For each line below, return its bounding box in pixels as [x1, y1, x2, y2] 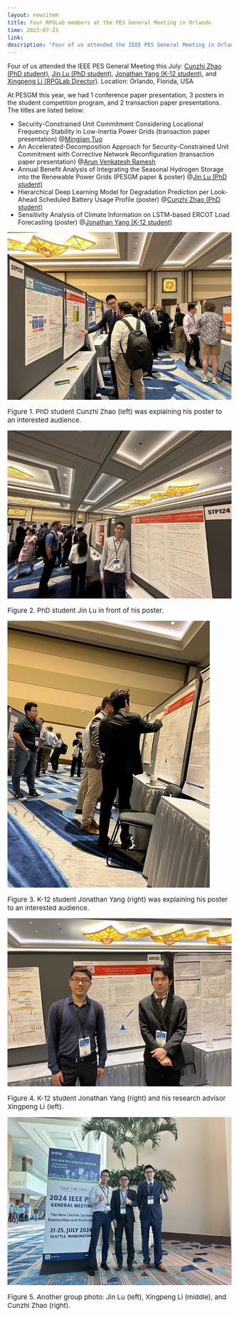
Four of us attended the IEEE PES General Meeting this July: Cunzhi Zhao [7, 62, 222, 70]
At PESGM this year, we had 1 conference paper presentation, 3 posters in [7, 91, 224, 100]
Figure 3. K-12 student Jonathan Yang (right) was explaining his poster [7, 895, 228, 904]
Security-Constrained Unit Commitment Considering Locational [17, 120, 204, 128]
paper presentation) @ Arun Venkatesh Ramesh [17, 157, 156, 166]
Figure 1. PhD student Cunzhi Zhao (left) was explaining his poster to [7, 407, 223, 416]
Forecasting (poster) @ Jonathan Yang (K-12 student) [17, 218, 173, 227]
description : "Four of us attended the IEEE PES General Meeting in [7, 41, 215, 49]
